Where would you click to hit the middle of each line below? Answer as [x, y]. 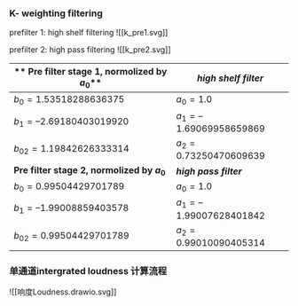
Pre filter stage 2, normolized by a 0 [90, 171]
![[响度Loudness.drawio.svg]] [63, 292]
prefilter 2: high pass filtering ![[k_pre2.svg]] [90, 50]
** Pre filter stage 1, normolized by [90, 72]
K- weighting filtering [56, 13]
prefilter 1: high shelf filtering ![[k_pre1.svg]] [89, 33]
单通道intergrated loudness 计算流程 [88, 271]
